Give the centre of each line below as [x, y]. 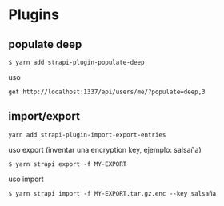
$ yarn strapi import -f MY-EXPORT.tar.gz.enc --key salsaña [112, 193]
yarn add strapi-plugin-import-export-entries [87, 135]
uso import [26, 179]
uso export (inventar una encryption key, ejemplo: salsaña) [105, 149]
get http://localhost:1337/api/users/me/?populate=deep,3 [107, 92]
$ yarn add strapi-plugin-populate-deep [77, 62]
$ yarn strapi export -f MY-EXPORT [68, 164]
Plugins [34, 15]
